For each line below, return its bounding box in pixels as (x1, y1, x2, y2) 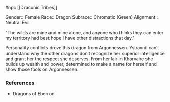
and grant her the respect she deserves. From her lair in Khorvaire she (5, 56, 153, 62)
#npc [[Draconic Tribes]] (5, 5, 58, 10)
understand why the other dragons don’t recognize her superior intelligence (5, 50, 165, 56)
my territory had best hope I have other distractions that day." (5, 35, 135, 41)
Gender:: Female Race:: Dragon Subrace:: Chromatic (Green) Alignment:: (5, 14, 158, 20)
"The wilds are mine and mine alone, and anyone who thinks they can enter (5, 30, 164, 35)
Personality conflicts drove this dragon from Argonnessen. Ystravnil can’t (5, 45, 159, 50)
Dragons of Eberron (12, 91, 55, 97)
